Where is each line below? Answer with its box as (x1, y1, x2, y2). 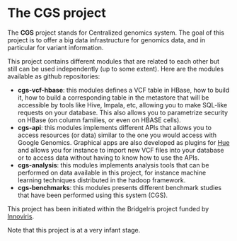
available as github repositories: (7, 72, 100, 81)
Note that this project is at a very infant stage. (7, 225, 141, 234)
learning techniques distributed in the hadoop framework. (17, 175, 186, 184)
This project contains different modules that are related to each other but (7, 57, 220, 65)
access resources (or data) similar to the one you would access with (17, 131, 217, 139)
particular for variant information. (7, 43, 104, 52)
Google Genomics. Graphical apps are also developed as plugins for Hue (17, 138, 230, 146)
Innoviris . (7, 212, 34, 221)
